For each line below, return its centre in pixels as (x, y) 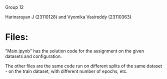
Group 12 (14, 7)
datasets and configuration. (33, 56)
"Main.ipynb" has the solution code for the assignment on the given (74, 51)
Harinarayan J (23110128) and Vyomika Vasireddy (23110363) (68, 17)
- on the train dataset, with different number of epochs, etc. (66, 71)
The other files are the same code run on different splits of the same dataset (84, 66)
